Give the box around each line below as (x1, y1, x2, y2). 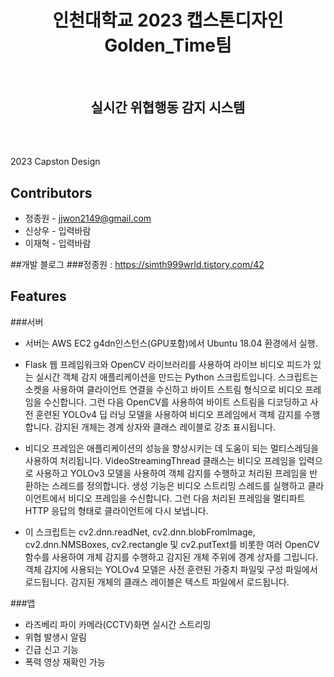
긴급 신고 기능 (24, 643, 79, 655)
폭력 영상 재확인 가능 (24, 656, 106, 668)
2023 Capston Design (10, 156, 101, 168)
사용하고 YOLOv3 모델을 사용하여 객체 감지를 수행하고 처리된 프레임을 (35, 467, 308, 479)
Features (10, 288, 67, 305)
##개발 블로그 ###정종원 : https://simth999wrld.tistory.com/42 (10, 258, 265, 270)
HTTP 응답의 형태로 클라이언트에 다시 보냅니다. (24, 504, 209, 516)
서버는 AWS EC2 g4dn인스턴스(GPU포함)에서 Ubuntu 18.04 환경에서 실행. (24, 337, 318, 349)
